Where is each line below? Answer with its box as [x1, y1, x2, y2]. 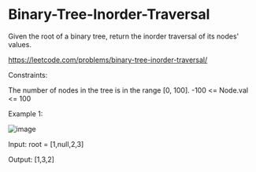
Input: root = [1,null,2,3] [8, 139, 84, 148]
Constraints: [8, 70, 48, 79]
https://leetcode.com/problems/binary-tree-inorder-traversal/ [8, 55, 208, 64]
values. [8, 39, 32, 49]
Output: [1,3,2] [8, 155, 55, 164]
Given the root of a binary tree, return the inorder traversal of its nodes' [8, 31, 239, 41]
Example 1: [8, 108, 43, 119]
